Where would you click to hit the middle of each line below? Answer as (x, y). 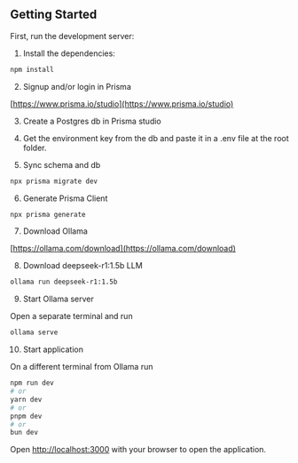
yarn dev (26, 399)
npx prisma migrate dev (54, 181)
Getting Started (54, 15)
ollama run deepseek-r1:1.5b (64, 282)
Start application (53, 349)
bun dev (24, 433)
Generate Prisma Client (65, 198)
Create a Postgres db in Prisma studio (92, 121)
